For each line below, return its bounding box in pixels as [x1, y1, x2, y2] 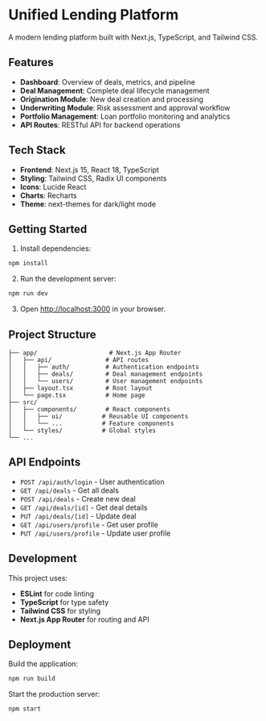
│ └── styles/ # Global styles [8, 426, 157, 435]
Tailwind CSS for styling [19, 606, 101, 615]
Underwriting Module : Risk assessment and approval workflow [19, 102, 231, 112]
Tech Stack [8, 144, 66, 157]
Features [8, 56, 54, 69]
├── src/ [8, 398, 38, 406]
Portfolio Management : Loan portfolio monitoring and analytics [19, 111, 231, 121]
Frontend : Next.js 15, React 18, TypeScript [19, 165, 159, 174]
